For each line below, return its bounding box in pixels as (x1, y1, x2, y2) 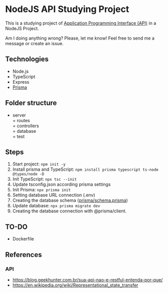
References (5, 250, 42, 259)
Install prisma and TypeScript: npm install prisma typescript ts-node (12, 166, 159, 172)
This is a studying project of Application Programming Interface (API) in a (5, 20, 156, 26)
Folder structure (5, 99, 57, 107)
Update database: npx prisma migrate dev (12, 203, 100, 209)
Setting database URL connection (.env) (12, 192, 95, 198)
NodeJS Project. (5, 25, 39, 31)
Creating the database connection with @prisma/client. (12, 208, 127, 214)
